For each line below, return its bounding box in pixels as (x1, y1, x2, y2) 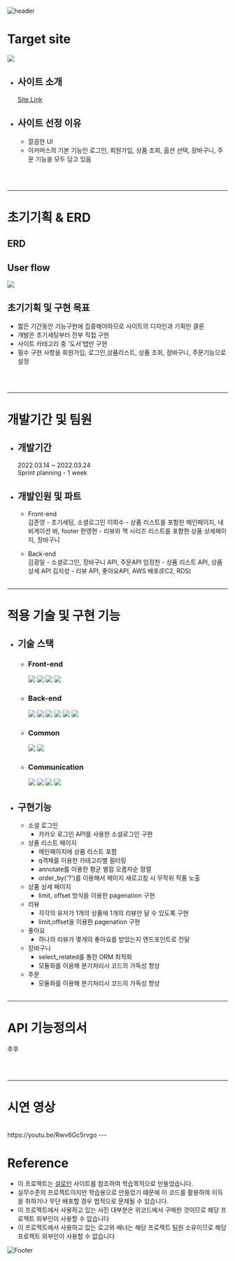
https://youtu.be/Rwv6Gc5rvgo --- (7, 1130, 107, 1140)
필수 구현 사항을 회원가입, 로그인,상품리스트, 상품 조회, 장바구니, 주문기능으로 (17, 348, 227, 356)
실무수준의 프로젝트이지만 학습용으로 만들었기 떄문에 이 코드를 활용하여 (17, 1188, 211, 1196)
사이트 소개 (17, 76, 63, 88)
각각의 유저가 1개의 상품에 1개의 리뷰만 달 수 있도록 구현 (38, 909, 189, 917)
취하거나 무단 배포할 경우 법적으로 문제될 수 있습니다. (24, 1196, 169, 1205)
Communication (27, 762, 84, 772)
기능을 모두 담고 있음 (35, 154, 92, 163)
